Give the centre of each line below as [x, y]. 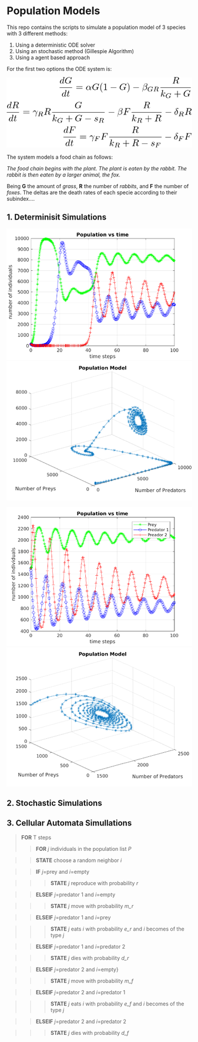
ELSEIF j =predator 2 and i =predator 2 [81, 1021]
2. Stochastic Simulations [54, 803]
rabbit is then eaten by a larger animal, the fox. [64, 175]
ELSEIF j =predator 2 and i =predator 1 [80, 992]
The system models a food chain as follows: [60, 157]
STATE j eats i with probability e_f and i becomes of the [117, 1004]
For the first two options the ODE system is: [59, 68]
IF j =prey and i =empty [63, 871]
